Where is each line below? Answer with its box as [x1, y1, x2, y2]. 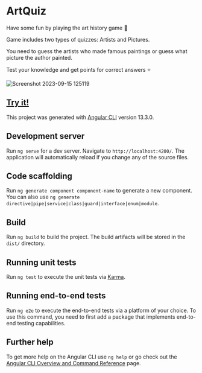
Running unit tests [6, 257, 77, 267]
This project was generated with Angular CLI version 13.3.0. [6, 113, 154, 121]
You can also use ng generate [6, 193, 80, 200]
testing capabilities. [17, 319, 66, 327]
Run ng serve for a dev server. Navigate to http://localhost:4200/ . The [6, 147, 185, 155]
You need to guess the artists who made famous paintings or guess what [6, 47, 188, 55]
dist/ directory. [6, 240, 45, 247]
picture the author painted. [6, 54, 72, 61]
